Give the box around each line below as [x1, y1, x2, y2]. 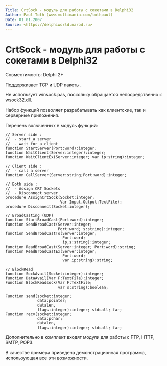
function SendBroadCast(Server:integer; [5, 222, 93, 227]
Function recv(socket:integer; [5, 312, 72, 317]
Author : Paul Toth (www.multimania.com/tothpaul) [5, 12, 113, 17]
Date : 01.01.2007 [5, 17, 42, 22]
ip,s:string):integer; [62, 240, 111, 245]
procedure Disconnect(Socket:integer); [5, 204, 90, 209]
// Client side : [5, 164, 42, 169]
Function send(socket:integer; [5, 294, 72, 299]
